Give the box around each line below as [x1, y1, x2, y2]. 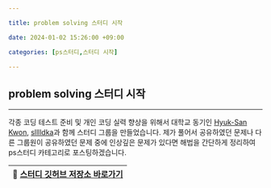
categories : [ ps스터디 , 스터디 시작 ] [8, 48, 119, 56]
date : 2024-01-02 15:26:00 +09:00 [8, 33, 125, 41]
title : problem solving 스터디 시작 [8, 19, 123, 27]
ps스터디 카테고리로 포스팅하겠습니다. [8, 148, 127, 157]
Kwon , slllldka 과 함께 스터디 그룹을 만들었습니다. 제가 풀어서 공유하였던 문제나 [8, 127, 254, 137]
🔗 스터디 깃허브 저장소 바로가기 [12, 169, 123, 180]
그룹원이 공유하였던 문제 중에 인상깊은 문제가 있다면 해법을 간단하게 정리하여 [16, 138, 256, 148]
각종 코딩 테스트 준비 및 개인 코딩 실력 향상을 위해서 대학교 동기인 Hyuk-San [8, 118, 248, 127]
